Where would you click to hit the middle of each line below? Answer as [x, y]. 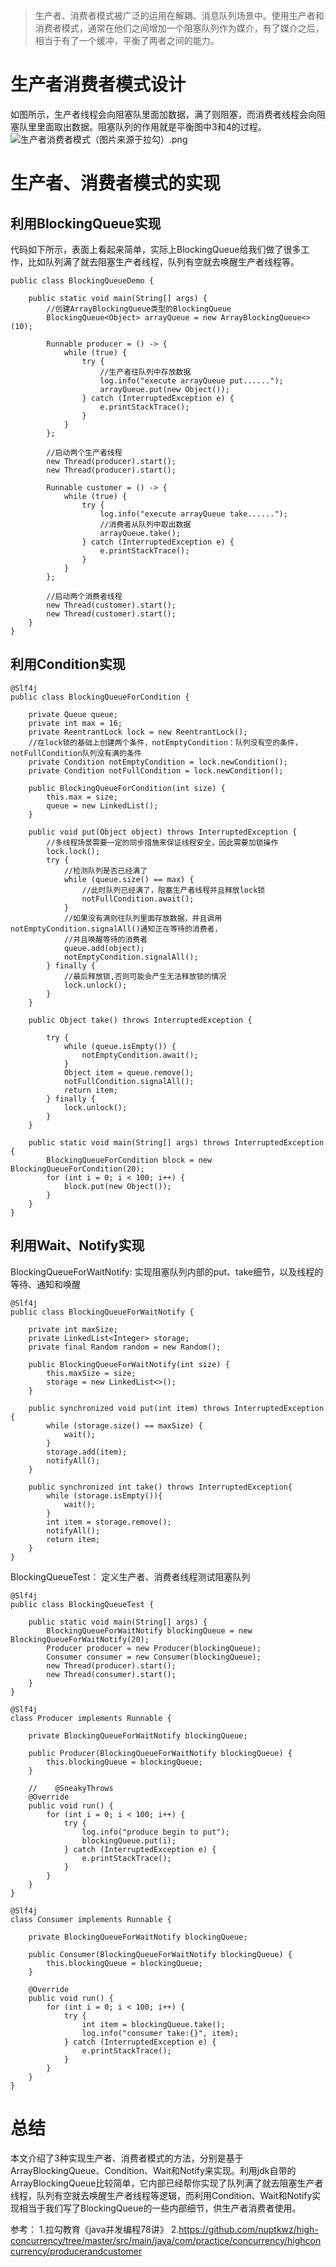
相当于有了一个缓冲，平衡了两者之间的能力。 [127, 40]
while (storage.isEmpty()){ [104, 1495]
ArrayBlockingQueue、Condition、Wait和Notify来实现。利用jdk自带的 [153, 2170]
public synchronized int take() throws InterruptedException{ [160, 1487]
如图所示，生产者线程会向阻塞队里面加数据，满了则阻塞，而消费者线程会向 [163, 114]
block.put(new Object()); [117, 1186]
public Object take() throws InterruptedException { [140, 1020]
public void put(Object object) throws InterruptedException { [163, 832]
